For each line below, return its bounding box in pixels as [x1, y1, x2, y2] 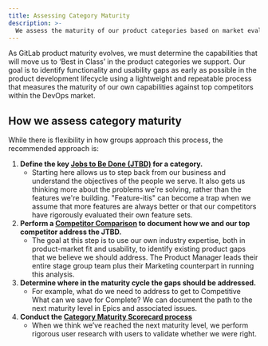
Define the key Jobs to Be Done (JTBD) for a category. [19, 159, 203, 169]
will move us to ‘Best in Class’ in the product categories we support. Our [8, 57, 246, 66]
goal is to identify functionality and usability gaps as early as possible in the [8, 66, 257, 75]
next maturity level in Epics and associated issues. [31, 304, 198, 313]
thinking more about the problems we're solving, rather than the [31, 185, 242, 194]
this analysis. [31, 269, 75, 280]
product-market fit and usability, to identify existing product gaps [31, 245, 246, 254]
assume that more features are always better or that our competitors [31, 201, 257, 212]
